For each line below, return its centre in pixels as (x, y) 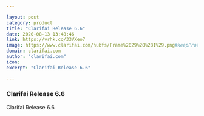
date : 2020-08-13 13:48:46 (40, 34)
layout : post (23, 17)
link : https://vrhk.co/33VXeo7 (46, 40)
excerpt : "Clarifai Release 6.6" (49, 68)
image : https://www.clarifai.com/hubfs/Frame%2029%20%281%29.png (90, 45)
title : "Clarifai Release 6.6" (46, 28)
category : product (29, 23)
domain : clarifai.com (34, 51)
